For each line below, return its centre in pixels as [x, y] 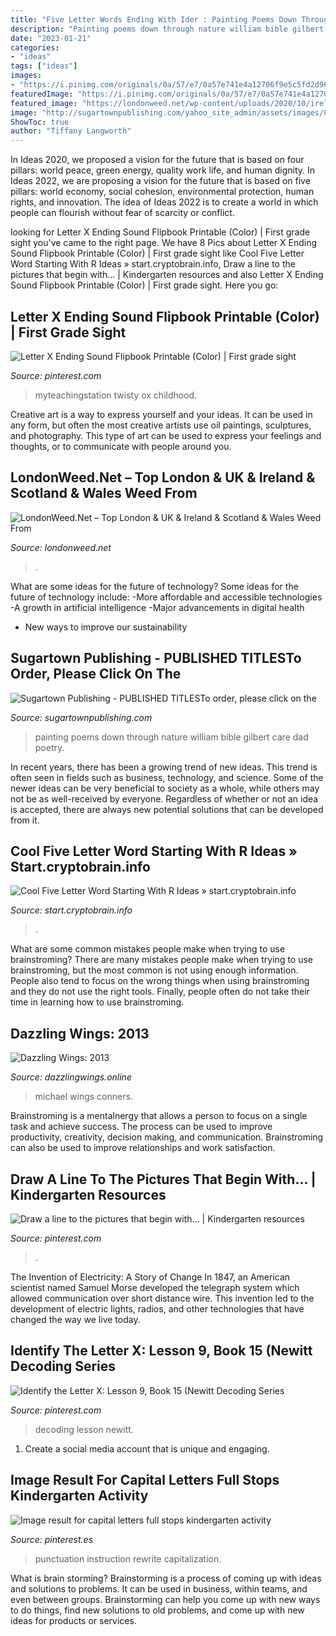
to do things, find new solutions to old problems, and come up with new [157, 1610]
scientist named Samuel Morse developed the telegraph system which [155, 1287]
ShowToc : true [40, 122]
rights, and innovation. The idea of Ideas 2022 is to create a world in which [164, 202]
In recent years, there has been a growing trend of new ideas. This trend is [164, 767]
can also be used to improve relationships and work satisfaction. [143, 1148]
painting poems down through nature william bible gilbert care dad [171, 737]
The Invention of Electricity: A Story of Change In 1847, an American [150, 1277]
